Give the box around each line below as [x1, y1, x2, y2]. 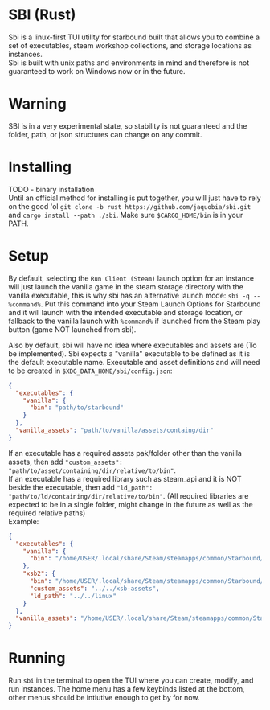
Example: [8, 516, 39, 526]
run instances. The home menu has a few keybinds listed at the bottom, [8, 684, 245, 694]
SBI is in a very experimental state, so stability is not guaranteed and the [8, 121, 247, 130]
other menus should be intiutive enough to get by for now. [8, 693, 200, 703]
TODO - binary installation [8, 184, 95, 194]
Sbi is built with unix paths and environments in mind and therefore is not [8, 58, 250, 68]
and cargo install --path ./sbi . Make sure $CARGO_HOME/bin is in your [8, 210, 243, 220]
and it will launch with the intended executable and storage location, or [8, 307, 243, 317]
